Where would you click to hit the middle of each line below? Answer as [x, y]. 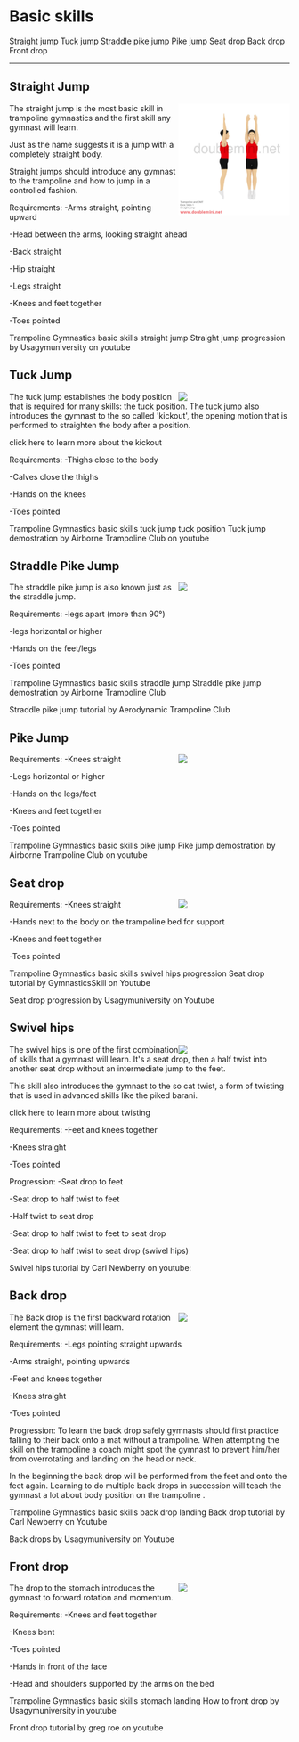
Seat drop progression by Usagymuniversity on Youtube [112, 1000]
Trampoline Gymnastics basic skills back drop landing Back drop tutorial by [147, 1512]
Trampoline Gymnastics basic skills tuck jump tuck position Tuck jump [138, 528]
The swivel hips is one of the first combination [94, 1049]
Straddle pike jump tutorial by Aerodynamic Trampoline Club [120, 710]
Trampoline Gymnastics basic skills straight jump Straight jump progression [147, 338]
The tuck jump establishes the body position [90, 396]
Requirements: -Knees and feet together [83, 1615]
